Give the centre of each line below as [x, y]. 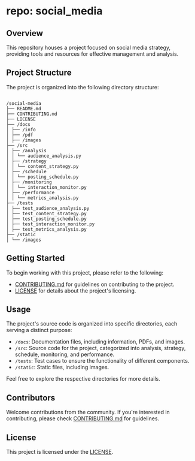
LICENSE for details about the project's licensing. [75, 290]
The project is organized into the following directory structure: [83, 87]
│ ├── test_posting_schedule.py [46, 219]
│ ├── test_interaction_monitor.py [51, 224]
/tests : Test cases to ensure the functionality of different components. [102, 361]
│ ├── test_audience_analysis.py [48, 208]
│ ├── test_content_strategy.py [46, 213]
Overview [25, 33]
